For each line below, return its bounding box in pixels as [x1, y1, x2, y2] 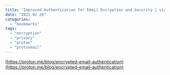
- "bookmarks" [10, 21, 39, 27]
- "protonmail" [10, 45, 42, 50]
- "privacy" [10, 36, 35, 41]
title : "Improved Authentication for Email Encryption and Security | [5, 7, 157, 13]
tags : [5, 26, 17, 31]
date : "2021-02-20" [5, 12, 47, 17]
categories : [5, 17, 30, 22]
